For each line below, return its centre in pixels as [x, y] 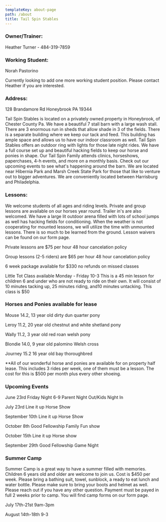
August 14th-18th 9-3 [27, 515]
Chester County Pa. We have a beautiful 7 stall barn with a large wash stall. [82, 124]
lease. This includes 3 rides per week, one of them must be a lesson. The [80, 368]
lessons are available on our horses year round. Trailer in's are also [73, 211]
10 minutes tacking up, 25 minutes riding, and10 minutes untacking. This [79, 286]
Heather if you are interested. [35, 85]
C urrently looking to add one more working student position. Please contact [82, 80]
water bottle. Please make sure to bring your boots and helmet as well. [77, 485]
